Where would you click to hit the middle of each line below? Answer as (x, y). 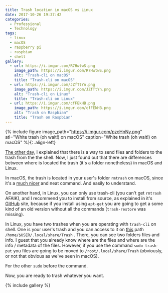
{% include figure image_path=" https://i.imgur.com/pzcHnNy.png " (74, 132)
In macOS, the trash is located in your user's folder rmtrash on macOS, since (84, 178)
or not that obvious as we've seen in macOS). (52, 256)
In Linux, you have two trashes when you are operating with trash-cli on (81, 224)
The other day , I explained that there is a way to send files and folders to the (84, 152)
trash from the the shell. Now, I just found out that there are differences (78, 157)
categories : (18, 19)
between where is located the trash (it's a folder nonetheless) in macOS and (84, 163)
